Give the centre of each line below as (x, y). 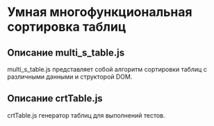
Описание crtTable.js (55, 99)
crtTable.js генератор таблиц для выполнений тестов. (86, 115)
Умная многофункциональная (100, 12)
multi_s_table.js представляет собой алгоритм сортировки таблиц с (107, 69)
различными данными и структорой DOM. (70, 77)
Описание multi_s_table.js (66, 53)
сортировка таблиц (67, 27)
